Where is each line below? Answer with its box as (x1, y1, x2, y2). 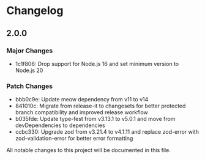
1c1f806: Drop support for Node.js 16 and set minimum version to (15, 60, 179, 67)
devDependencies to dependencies (15, 122, 105, 129)
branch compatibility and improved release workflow (15, 109, 149, 116)
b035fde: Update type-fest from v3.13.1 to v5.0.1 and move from (15, 115, 176, 123)
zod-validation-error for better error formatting (15, 135, 133, 142)
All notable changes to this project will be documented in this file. (6, 147, 171, 154)
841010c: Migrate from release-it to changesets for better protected (15, 102, 186, 110)
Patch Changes (6, 82, 53, 90)
